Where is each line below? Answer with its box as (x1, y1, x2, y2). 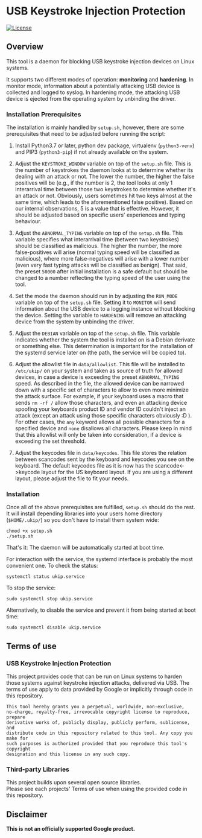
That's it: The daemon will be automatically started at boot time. (6, 544, 165, 551)
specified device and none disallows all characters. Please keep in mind (14, 425, 192, 432)
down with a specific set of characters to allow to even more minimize (14, 386, 189, 393)
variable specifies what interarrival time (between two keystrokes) (14, 236, 180, 243)
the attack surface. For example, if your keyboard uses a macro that (14, 393, 184, 400)
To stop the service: (6, 584, 56, 592)
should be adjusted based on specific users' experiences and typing (14, 211, 186, 218)
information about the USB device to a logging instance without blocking (14, 305, 195, 313)
